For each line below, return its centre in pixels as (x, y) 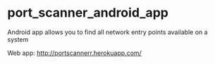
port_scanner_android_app (88, 13)
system (18, 39)
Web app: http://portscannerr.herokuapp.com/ (75, 53)
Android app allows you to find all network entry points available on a (107, 32)
